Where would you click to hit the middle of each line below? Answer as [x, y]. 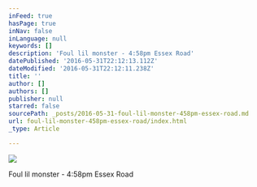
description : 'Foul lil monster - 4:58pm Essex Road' [102, 53]
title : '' [25, 76]
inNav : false [30, 31]
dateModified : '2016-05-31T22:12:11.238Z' [81, 69]
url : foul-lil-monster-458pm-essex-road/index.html [98, 121]
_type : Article [34, 129]
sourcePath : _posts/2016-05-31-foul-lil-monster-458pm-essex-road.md [129, 114]
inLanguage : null [38, 38]
